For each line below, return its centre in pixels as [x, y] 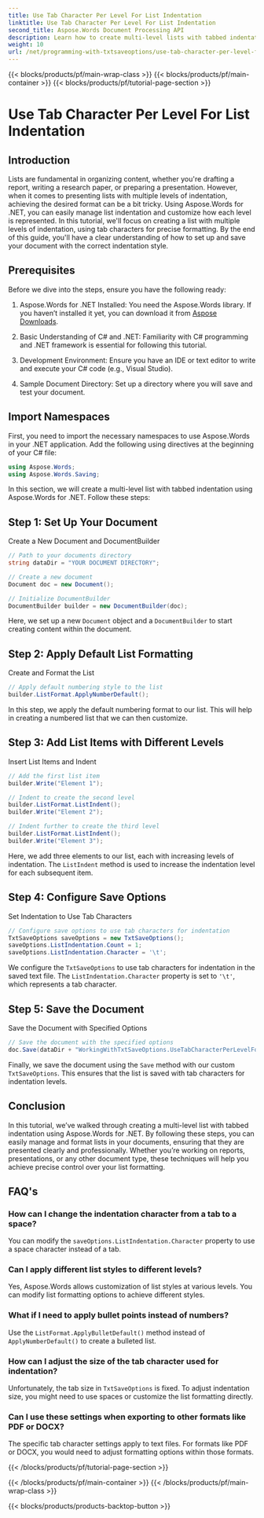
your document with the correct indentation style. [88, 246]
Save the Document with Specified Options [78, 1027]
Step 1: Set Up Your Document [83, 522]
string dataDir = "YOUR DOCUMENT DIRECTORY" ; [84, 563]
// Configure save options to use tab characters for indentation [119, 931]
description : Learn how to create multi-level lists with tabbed [117, 37]
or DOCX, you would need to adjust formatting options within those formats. [131, 1452]
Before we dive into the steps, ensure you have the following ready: [117, 289]
